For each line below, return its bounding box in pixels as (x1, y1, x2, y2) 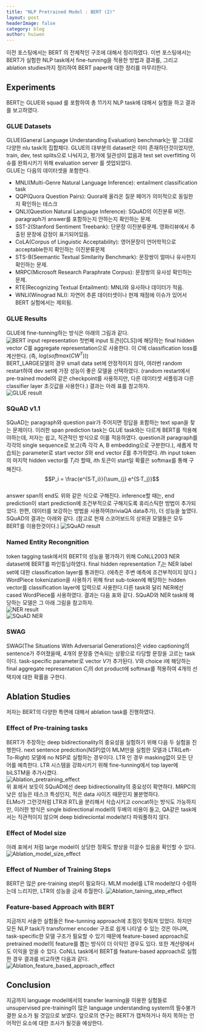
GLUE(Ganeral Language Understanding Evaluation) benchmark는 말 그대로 (6, 137, 194, 144)
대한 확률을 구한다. (22, 673, 67, 681)
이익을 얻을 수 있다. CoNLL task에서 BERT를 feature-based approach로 (12, 948, 186, 955)
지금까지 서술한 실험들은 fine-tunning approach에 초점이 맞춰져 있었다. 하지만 (6, 917, 192, 925)
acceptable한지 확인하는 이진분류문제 (15, 246, 105, 253)
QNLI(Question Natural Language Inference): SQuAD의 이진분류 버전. (15, 208, 186, 216)
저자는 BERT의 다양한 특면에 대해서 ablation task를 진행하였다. (6, 708, 155, 716)
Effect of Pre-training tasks (6, 724, 88, 732)
